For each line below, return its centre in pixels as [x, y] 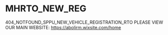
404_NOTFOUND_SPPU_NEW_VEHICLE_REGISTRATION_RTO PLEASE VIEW [84, 22]
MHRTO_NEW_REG [46, 9]
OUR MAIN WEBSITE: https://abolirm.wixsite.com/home [63, 27]
